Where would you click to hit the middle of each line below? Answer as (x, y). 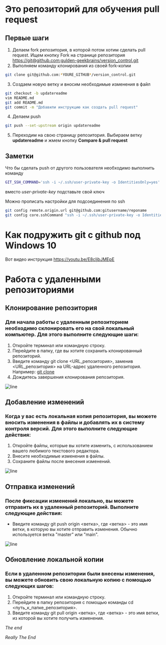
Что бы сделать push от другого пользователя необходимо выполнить (80, 168)
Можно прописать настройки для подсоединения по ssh (65, 201)
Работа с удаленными (53, 279)
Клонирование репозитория (51, 308)
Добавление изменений (45, 402)
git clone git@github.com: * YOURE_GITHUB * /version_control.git (70, 75)
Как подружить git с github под (73, 235)
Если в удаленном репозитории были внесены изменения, (80, 574)
